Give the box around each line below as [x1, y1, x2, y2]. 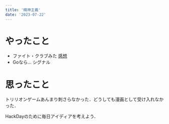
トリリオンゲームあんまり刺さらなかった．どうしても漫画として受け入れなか [5, 96, 164, 102]
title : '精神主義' [5, 7, 41, 13]
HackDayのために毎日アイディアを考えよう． [5, 113, 98, 119]
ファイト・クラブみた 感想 [12, 53, 67, 59]
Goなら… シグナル [12, 59, 50, 66]
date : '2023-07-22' [5, 12, 46, 17]
